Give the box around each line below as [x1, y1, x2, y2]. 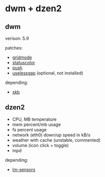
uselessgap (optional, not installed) [12, 70, 83, 76]
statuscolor [12, 60, 35, 65]
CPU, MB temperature [12, 116, 57, 122]
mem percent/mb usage [12, 121, 61, 127]
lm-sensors [12, 166, 36, 172]
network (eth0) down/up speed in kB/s [12, 132, 91, 138]
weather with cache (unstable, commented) [12, 137, 101, 143]
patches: [5, 45, 23, 51]
